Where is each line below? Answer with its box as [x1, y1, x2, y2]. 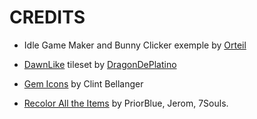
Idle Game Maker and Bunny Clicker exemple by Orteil [23, 39, 247, 51]
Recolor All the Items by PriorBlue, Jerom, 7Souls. [23, 97, 229, 109]
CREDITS [9, 6, 86, 29]
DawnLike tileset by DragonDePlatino [23, 58, 177, 70]
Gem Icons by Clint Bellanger [23, 77, 144, 90]
